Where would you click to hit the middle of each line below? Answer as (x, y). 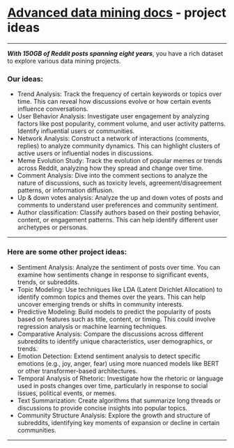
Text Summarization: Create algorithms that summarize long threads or (119, 400)
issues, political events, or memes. (67, 393)
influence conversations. (53, 109)
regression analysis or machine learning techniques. (92, 326)
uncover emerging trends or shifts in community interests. (100, 304)
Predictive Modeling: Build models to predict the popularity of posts (114, 311)
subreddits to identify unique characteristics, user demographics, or (115, 341)
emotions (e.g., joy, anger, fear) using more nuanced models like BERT (118, 363)
